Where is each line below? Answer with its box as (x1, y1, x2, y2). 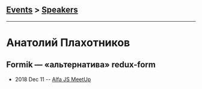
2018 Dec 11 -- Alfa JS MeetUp (14, 75, 91, 83)
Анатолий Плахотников (6, 36, 130, 49)
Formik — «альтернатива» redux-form (6, 60, 156, 70)
